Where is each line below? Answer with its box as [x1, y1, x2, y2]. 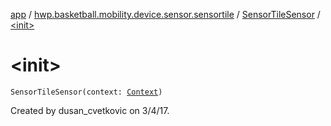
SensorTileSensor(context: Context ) [10, 87, 163, 97]
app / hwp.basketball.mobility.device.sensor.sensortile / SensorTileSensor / [10, 9, 321, 20]
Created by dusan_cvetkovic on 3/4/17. [10, 104, 170, 116]
